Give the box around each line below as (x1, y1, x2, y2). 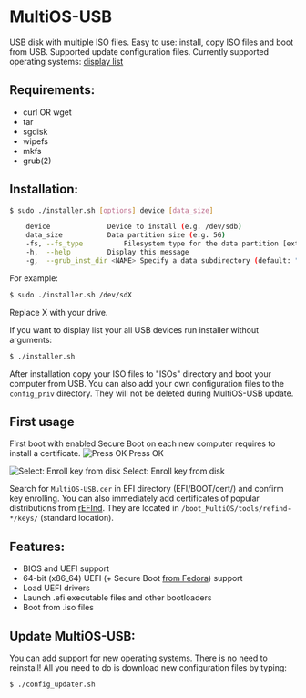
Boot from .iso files (22, 602, 94, 613)
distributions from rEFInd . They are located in (9, 503, 179, 514)
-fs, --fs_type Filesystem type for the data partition (25, 239, 280, 248)
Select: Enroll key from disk (122, 465, 225, 476)
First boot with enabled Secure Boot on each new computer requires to (9, 438, 276, 449)
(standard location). (40, 513, 114, 524)
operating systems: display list (9, 56, 124, 67)
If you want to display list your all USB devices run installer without (9, 324, 260, 335)
